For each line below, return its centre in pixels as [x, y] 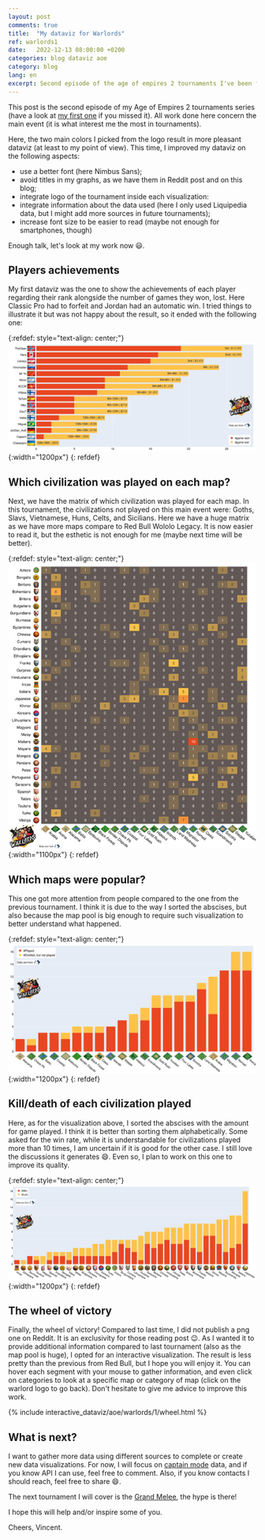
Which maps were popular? [77, 879]
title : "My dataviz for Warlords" [67, 33]
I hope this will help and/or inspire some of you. [85, 1512]
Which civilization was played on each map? [119, 482]
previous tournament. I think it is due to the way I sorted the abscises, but [127, 906]
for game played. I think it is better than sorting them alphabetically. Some [128, 1131]
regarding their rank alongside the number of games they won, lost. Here [127, 297]
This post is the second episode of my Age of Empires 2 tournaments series [131, 107]
